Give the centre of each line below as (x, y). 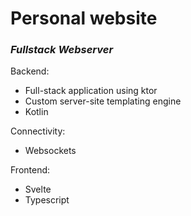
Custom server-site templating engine (103, 101)
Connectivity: (38, 131)
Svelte (38, 189)
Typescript (47, 200)
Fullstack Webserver (62, 50)
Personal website (84, 18)
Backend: (30, 71)
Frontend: (30, 170)
